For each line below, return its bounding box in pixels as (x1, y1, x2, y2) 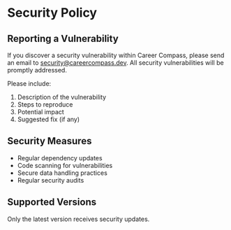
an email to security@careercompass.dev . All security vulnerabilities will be (7, 59, 225, 67)
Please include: (7, 79, 52, 88)
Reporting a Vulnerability (7, 33, 119, 45)
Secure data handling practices (17, 169, 108, 177)
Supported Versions (7, 197, 96, 208)
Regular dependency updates (17, 153, 103, 162)
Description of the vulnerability (17, 93, 107, 101)
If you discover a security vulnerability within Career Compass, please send (7, 51, 225, 59)
